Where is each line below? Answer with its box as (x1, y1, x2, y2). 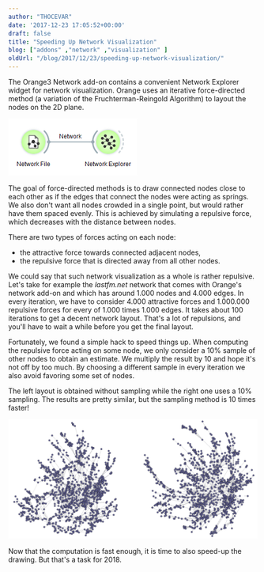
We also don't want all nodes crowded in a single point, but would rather (8, 200, 243, 210)
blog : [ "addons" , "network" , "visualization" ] (8, 46, 168, 55)
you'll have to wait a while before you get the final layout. (8, 322, 194, 331)
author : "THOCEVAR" (8, 13, 73, 21)
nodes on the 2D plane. (8, 103, 85, 112)
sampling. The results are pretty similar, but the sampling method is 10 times (8, 395, 256, 403)
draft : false (8, 29, 51, 37)
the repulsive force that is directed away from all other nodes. (19, 256, 221, 265)
